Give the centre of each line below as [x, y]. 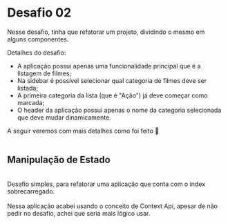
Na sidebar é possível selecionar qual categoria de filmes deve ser [112, 80]
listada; [28, 88]
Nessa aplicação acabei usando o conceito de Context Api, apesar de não [112, 206]
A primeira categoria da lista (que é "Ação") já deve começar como [113, 95]
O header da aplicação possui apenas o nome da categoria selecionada [119, 110]
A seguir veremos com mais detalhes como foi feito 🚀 [83, 131]
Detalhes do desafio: [37, 53]
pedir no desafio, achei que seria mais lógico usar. [79, 213]
